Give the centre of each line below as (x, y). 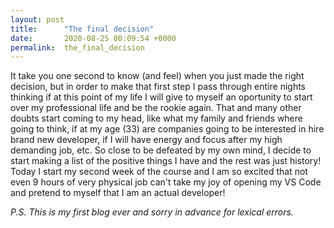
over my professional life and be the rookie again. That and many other (156, 108)
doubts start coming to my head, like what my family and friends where (156, 118)
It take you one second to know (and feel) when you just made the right (157, 76)
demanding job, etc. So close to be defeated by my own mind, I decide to (161, 150)
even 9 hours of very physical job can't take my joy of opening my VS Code (166, 182)
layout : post (37, 19)
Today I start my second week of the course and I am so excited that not (159, 172)
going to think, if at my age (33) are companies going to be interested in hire (167, 129)
